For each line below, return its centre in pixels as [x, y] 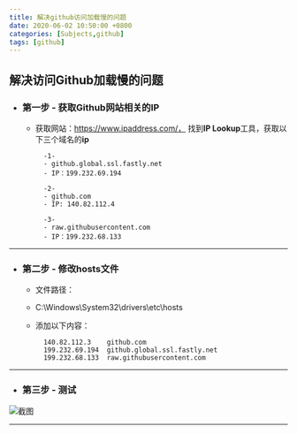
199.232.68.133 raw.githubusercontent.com [124, 358]
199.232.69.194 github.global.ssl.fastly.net [130, 350]
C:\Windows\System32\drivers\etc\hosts [109, 308]
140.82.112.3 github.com [95, 343]
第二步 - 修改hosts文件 [70, 269]
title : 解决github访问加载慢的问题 [68, 17]
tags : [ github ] [37, 42]
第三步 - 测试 [49, 390]
